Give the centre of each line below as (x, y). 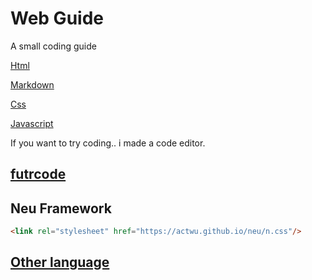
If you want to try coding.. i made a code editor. (108, 143)
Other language (60, 262)
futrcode (38, 174)
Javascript (32, 123)
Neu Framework (61, 208)
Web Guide (57, 18)
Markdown (32, 84)
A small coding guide (53, 46)
